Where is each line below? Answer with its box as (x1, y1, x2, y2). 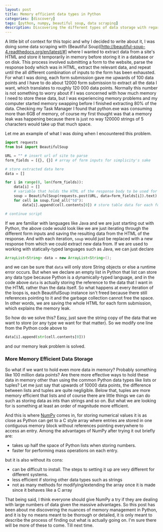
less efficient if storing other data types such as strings (12, 477, 123, 482)
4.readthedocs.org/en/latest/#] (5, 49, 67, 55)
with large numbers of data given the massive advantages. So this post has (5, 501, 155, 507)
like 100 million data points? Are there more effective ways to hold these (5, 372, 149, 377)
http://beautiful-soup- (101, 44, 146, 50)
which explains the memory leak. (5, 305, 71, 311)
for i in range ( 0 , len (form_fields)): (5, 180, 83, 185)
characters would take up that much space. (5, 121, 92, 127)
